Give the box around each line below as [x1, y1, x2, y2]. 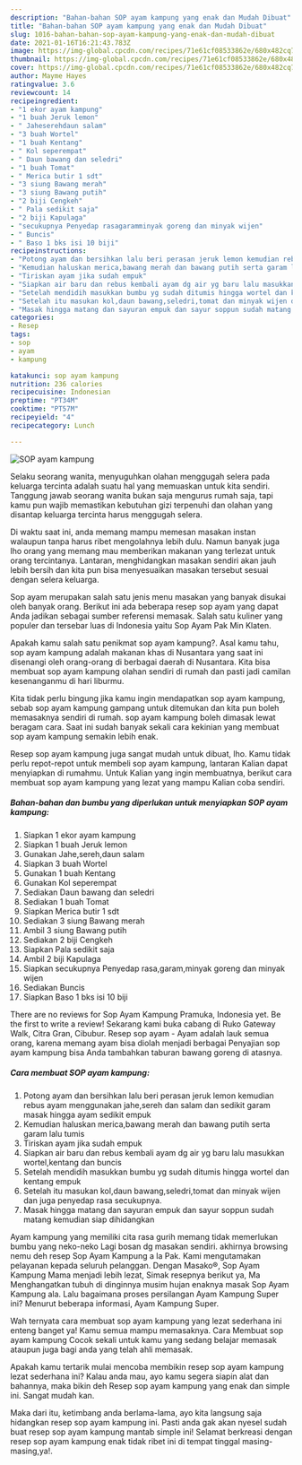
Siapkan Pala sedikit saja [22, 943, 115, 955]
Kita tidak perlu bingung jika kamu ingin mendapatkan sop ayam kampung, [10, 692, 286, 704]
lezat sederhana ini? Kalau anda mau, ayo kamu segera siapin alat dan [10, 1371, 270, 1382]
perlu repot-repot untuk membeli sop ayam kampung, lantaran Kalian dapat [10, 758, 288, 768]
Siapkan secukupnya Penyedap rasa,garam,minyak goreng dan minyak [22, 963, 286, 974]
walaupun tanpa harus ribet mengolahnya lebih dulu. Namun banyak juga [10, 535, 280, 547]
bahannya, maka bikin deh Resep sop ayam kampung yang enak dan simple [10, 1380, 290, 1391]
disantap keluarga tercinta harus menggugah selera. [10, 508, 203, 520]
